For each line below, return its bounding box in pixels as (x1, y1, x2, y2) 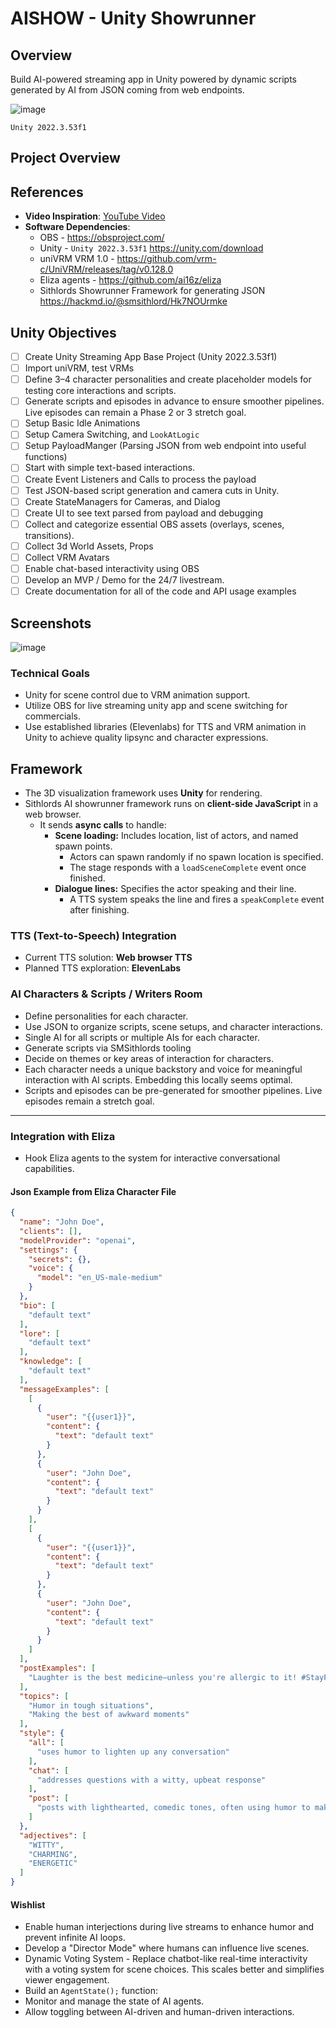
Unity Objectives (10, 324, 117, 341)
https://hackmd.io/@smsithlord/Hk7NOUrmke (39, 295, 228, 307)
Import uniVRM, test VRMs (24, 362, 135, 374)
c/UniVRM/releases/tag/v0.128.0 (39, 263, 174, 276)
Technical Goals (10, 666, 90, 680)
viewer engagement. (24, 1974, 110, 1986)
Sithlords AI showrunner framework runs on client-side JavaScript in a (24, 798, 319, 810)
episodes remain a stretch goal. (24, 1095, 155, 1107)
